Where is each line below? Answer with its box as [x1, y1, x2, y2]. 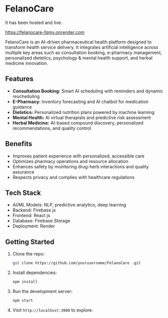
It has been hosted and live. [5, 19, 63, 25]
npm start [12, 298, 34, 303]
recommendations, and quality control [12, 125, 91, 131]
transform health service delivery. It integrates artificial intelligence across [5, 44, 158, 50]
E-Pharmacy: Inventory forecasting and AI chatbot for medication [12, 98, 149, 104]
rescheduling [12, 93, 40, 99]
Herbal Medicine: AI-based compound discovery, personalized [12, 119, 144, 125]
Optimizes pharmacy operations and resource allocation [12, 158, 129, 164]
